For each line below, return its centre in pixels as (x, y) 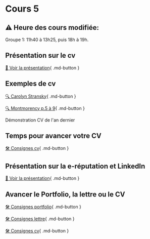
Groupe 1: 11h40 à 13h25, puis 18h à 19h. (47, 39)
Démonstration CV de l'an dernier (40, 120)
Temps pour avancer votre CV (54, 136)
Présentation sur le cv (40, 55)
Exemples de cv (31, 84)
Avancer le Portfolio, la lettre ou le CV (65, 194)
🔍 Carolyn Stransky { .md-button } (41, 96)
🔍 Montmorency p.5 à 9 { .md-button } (45, 108)
